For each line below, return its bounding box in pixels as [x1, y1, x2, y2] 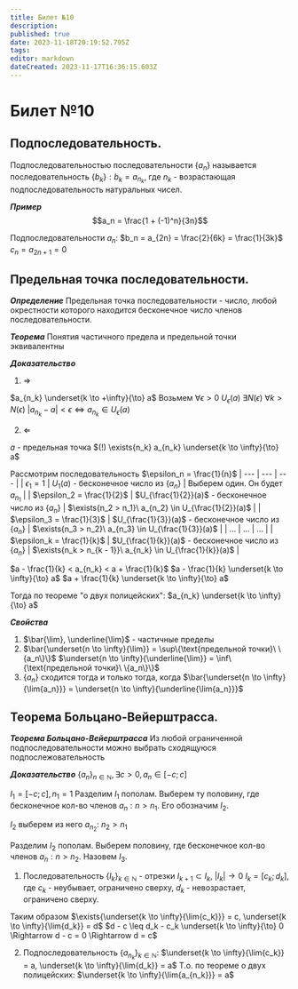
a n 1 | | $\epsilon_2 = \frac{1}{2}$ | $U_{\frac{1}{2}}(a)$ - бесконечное [10, 490, 267, 504]
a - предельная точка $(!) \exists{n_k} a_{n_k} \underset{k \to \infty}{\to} [10, 442, 279, 453]
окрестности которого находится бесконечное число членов [10, 305, 243, 315]
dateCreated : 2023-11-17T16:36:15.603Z [10, 63, 158, 72]
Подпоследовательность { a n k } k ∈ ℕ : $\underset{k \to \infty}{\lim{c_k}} [22, 947, 285, 961]
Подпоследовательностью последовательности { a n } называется [10, 159, 257, 172]
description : [10, 21, 59, 30]
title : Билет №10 [10, 12, 74, 22]
